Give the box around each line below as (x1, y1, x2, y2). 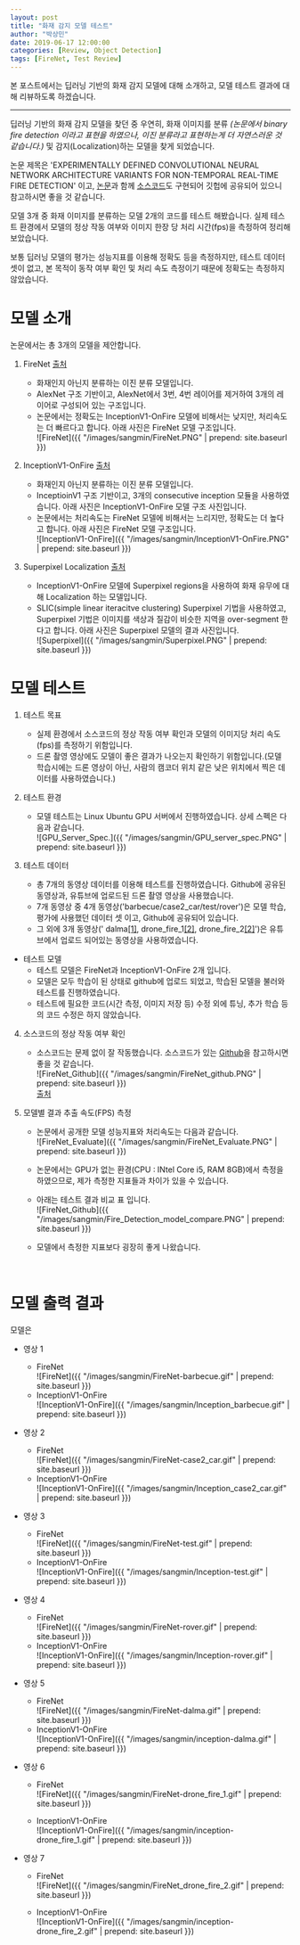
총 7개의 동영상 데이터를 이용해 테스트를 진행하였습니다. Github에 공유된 (36, 879, 287, 890)
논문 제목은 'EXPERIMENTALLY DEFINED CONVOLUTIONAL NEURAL (10, 160, 260, 170)
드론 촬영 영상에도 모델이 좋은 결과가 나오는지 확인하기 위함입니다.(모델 (36, 751, 282, 761)
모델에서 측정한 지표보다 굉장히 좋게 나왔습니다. (36, 1241, 201, 1252)
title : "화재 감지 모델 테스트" (10, 21, 114, 30)
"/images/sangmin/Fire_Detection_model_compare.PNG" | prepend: (36, 1213, 286, 1224)
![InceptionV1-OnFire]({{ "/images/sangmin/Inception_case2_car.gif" (36, 1482, 288, 1493)
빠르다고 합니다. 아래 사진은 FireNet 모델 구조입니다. (55, 422, 237, 432)
